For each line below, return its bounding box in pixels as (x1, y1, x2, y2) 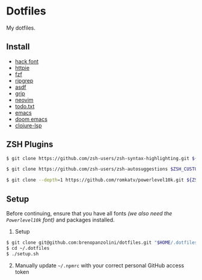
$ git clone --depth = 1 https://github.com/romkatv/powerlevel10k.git (6, 177, 185, 183)
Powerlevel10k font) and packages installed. (6, 216, 115, 223)
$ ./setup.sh (6, 250, 39, 257)
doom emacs (14, 115, 48, 122)
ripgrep (14, 77, 34, 84)
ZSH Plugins (6, 139, 54, 150)
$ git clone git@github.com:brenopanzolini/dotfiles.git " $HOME (6, 240, 171, 246)
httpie (14, 64, 30, 71)
